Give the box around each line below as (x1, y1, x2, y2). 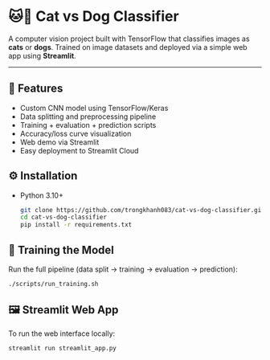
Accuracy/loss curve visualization (19, 129, 132, 138)
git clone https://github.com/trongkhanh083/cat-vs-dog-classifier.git (19, 206, 265, 214)
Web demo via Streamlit (19, 137, 100, 147)
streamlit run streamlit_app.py (8, 344, 117, 352)
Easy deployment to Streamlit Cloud (19, 145, 139, 155)
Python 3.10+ (19, 190, 64, 200)
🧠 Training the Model (8, 243, 114, 256)
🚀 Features (8, 82, 63, 96)
